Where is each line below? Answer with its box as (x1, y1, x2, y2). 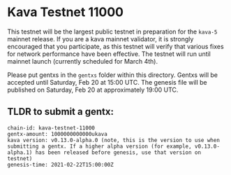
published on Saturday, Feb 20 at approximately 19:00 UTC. (7, 85, 179, 94)
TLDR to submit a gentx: (7, 106, 114, 118)
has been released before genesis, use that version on (35, 148, 201, 156)
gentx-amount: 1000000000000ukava (7, 130, 108, 137)
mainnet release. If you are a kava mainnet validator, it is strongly (7, 34, 194, 43)
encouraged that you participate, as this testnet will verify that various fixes (7, 42, 225, 50)
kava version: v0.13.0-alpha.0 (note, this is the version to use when (7, 136, 220, 143)
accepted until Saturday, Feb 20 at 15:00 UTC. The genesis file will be (7, 78, 207, 86)
